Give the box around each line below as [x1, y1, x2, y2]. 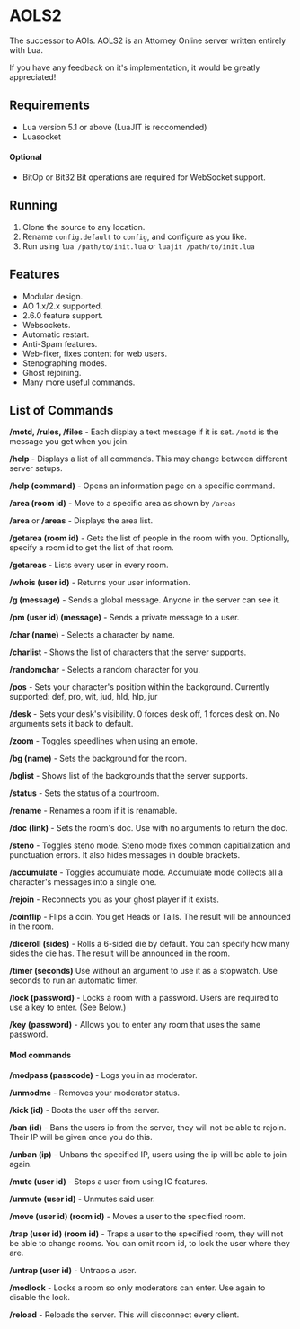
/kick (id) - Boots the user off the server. [9, 1104, 160, 1115]
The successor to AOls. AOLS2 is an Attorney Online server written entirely [9, 35, 287, 46]
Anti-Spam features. [22, 338, 98, 349]
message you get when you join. [9, 436, 130, 447]
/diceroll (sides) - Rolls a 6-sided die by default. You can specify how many [9, 939, 290, 950]
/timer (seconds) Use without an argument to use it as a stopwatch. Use [9, 966, 278, 977]
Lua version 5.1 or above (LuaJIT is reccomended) [22, 121, 207, 132]
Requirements [9, 98, 90, 113]
